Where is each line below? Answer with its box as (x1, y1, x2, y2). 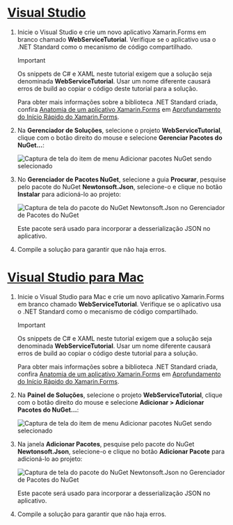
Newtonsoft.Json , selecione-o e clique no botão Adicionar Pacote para (17, 447, 225, 455)
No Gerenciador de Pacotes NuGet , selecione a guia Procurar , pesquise (17, 175, 227, 184)
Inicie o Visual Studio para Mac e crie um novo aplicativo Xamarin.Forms (17, 292, 225, 300)
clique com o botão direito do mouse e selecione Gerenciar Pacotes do (17, 134, 223, 142)
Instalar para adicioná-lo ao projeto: (17, 190, 122, 198)
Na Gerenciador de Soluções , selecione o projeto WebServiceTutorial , (17, 126, 223, 134)
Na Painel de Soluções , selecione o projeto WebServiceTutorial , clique (17, 391, 223, 399)
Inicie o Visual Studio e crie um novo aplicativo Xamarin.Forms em (17, 28, 207, 36)
